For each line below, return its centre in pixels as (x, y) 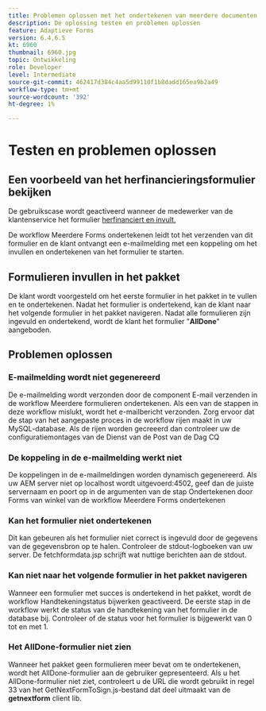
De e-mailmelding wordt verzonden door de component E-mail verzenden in (133, 395)
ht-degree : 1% (32, 104)
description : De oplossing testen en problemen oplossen (104, 23)
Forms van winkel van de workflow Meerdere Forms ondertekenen (117, 500)
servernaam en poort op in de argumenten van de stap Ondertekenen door (131, 491)
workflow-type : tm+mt (44, 89)
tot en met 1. (29, 626)
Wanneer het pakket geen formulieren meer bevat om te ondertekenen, (125, 664)
